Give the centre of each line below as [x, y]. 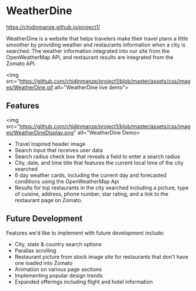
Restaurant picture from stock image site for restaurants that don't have [101, 256]
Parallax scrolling [35, 250]
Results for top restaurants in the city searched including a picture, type [102, 188]
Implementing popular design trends [59, 275]
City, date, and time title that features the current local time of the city [99, 162]
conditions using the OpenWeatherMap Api [67, 181]
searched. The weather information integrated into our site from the [88, 51]
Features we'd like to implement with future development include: [85, 233]
